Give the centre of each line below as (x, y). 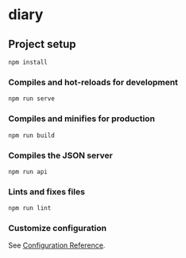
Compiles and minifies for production (81, 119)
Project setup (43, 44)
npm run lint (30, 209)
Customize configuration (58, 229)
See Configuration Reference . (57, 245)
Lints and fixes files (47, 191)
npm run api (28, 172)
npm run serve (32, 99)
